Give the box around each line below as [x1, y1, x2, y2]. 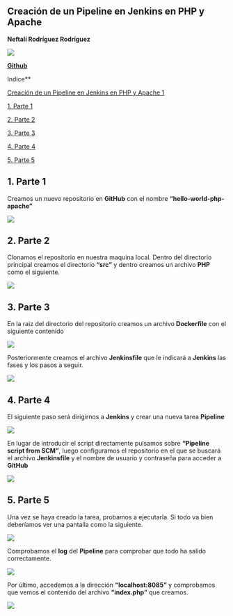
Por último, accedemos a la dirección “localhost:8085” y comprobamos [7, 581, 216, 589]
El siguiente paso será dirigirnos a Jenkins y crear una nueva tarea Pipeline [7, 413, 225, 421]
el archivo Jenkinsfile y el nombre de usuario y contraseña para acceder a [7, 454, 222, 462]
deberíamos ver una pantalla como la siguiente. [7, 520, 143, 528]
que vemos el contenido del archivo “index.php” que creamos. [7, 587, 189, 597]
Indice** [7, 74, 31, 83]
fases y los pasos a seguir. [7, 361, 83, 369]
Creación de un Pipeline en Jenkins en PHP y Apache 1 [7, 88, 165, 97]
